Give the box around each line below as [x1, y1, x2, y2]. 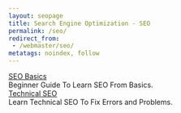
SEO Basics [8, 72, 47, 81]
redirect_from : [8, 34, 60, 43]
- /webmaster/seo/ [11, 42, 75, 50]
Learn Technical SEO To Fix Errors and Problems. [8, 98, 173, 107]
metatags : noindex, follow [8, 49, 100, 57]
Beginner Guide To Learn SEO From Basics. [8, 80, 153, 90]
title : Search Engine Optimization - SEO [8, 19, 151, 27]
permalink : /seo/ [8, 27, 67, 35]
